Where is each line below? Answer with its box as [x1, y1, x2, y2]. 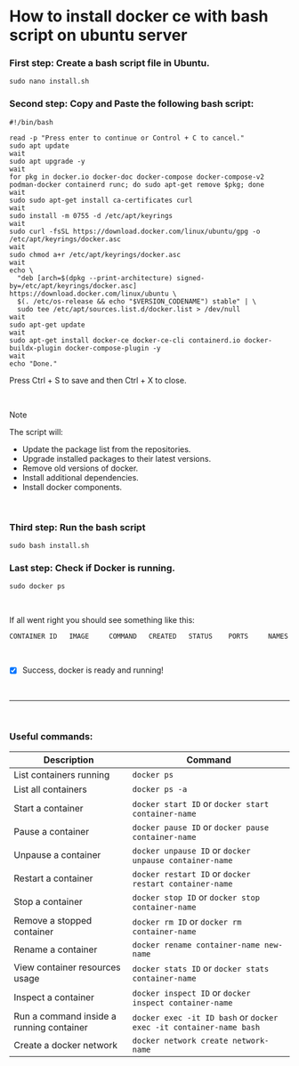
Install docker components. [21, 481, 123, 492]
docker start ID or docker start [132, 797, 270, 810]
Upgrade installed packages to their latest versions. [21, 453, 212, 464]
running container [13, 1021, 88, 1033]
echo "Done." [9, 359, 58, 368]
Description [43, 754, 94, 766]
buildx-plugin [9, 343, 62, 352]
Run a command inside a [13, 1010, 117, 1022]
